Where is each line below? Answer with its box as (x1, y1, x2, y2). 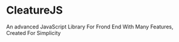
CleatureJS (6, 4, 63, 17)
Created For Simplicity (6, 29, 61, 36)
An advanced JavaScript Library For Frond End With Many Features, (6, 23, 174, 30)
